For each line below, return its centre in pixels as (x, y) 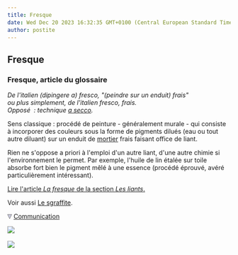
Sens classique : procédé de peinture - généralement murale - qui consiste (117, 124)
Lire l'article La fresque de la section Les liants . (76, 189)
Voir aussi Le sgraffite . (40, 203)
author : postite (31, 30)
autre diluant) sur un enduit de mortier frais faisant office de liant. (103, 139)
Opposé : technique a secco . (50, 110)
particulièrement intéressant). (50, 175)
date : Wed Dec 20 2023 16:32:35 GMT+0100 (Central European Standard (112, 22)
